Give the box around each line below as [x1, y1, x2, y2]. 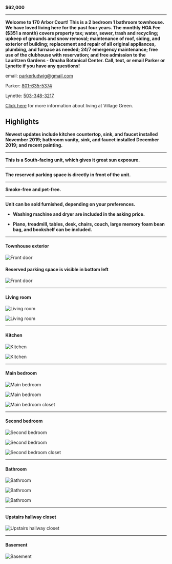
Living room [5, 294, 32, 300]
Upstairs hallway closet [5, 514, 56, 520]
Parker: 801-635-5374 [5, 83, 52, 89]
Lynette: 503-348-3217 [5, 92, 54, 99]
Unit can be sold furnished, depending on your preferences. [5, 201, 136, 207]
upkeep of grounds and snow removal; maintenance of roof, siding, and [5, 35, 160, 42]
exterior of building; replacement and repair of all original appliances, [5, 41, 156, 47]
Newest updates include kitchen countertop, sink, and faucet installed [5, 131, 158, 137]
